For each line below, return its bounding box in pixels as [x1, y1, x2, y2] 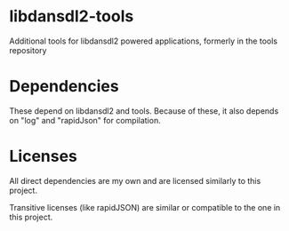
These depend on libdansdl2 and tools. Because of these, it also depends [9, 105, 279, 116]
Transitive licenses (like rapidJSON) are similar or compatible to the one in [9, 202, 281, 212]
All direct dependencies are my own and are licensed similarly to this [9, 175, 261, 186]
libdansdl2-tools [9, 6, 134, 27]
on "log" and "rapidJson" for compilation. [9, 115, 162, 125]
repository [9, 44, 47, 55]
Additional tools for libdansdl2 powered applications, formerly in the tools [9, 36, 278, 46]
